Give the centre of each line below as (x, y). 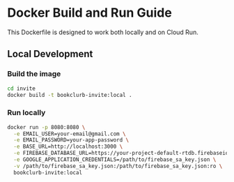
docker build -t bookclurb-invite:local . (70, 95)
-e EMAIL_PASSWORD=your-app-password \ (71, 140)
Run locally (26, 113)
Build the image (34, 74)
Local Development (50, 54)
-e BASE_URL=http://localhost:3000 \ (68, 147)
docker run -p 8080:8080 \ (46, 127)
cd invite (22, 89)
